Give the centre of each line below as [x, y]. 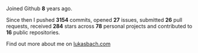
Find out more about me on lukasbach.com [59, 44]
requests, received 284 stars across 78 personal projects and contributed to [99, 26]
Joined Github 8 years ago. [39, 9]
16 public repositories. [33, 32]
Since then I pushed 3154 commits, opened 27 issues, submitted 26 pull [94, 20]
